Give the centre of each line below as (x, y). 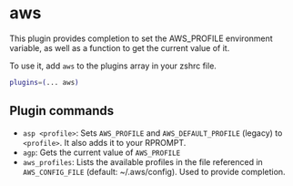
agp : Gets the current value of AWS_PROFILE (101, 152)
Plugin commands (62, 111)
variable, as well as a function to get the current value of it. (120, 47)
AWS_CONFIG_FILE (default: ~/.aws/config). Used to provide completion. (154, 171)
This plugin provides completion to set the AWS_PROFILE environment (141, 38)
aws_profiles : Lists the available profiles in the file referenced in (143, 161)
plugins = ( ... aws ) (44, 82)
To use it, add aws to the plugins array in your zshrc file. (113, 66)
